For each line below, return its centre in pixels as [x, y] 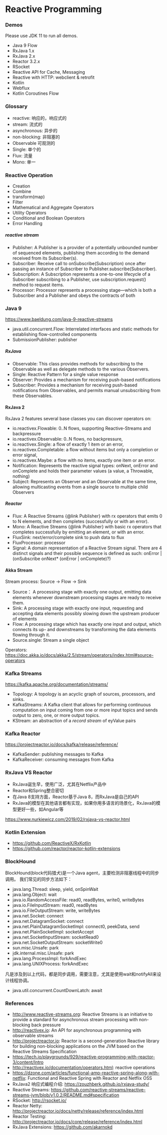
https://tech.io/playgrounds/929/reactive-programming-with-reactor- [84, 1057]
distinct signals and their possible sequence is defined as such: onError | [87, 553]
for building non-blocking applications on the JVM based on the [78, 1046]
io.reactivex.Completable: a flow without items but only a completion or [85, 449]
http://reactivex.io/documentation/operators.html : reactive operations [84, 1068]
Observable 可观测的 [34, 143]
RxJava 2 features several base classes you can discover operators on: [79, 418]
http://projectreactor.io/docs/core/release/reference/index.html [77, 1122]
